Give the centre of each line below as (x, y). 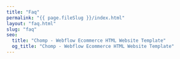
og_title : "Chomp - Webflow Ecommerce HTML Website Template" (93, 47)
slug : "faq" (22, 29)
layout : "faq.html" (31, 23)
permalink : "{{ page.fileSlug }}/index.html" (65, 18)
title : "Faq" (23, 12)
